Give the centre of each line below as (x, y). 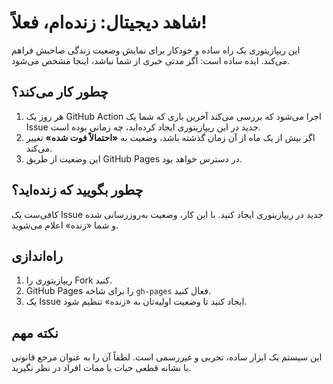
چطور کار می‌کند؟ (60, 92)
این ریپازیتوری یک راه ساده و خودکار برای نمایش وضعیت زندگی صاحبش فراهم (156, 50)
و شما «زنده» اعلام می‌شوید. (65, 225)
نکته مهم (35, 332)
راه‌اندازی (37, 256)
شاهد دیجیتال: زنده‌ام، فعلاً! (109, 22)
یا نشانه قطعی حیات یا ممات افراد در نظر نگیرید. (101, 368)
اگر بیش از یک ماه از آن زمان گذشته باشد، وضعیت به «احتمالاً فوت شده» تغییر (170, 137)
